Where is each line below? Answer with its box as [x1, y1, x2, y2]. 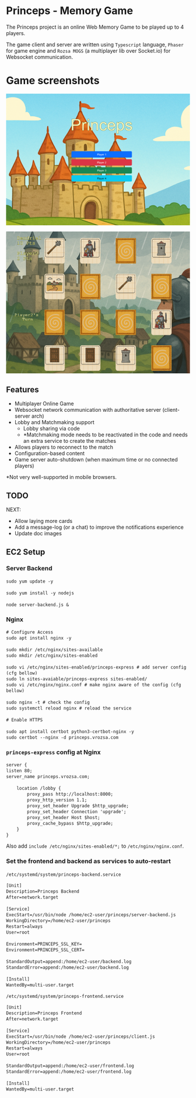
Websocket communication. [6, 53, 73, 60]
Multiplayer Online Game [14, 400, 74, 407]
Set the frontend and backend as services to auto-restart [6, 857, 171, 865]
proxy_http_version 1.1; [27, 797, 87, 803]
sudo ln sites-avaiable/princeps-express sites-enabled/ [6, 676, 148, 682]
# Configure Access [6, 629, 54, 635]
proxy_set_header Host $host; [27, 815, 100, 821]
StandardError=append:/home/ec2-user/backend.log [6, 964, 129, 970]
